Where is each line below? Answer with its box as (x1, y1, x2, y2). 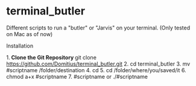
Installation (6, 42, 34, 49)
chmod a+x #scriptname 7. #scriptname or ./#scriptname (6, 73, 148, 80)
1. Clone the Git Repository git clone (6, 54, 96, 61)
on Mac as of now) (6, 30, 53, 37)
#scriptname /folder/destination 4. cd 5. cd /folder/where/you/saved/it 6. (6, 66, 186, 73)
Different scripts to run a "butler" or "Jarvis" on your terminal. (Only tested (6, 24, 191, 31)
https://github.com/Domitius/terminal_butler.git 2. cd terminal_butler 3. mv (6, 60, 191, 67)
